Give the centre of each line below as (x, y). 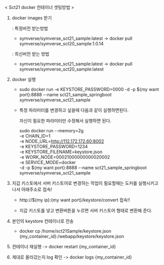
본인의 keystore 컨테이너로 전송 (43, 221)
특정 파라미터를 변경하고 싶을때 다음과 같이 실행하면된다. (74, 110)
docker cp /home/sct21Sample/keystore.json (65, 231)
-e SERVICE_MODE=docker (48, 162)
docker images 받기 (32, 18)
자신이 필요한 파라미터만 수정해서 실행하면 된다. (65, 121)
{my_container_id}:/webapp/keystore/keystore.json (72, 236)
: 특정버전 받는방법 (30, 28)
